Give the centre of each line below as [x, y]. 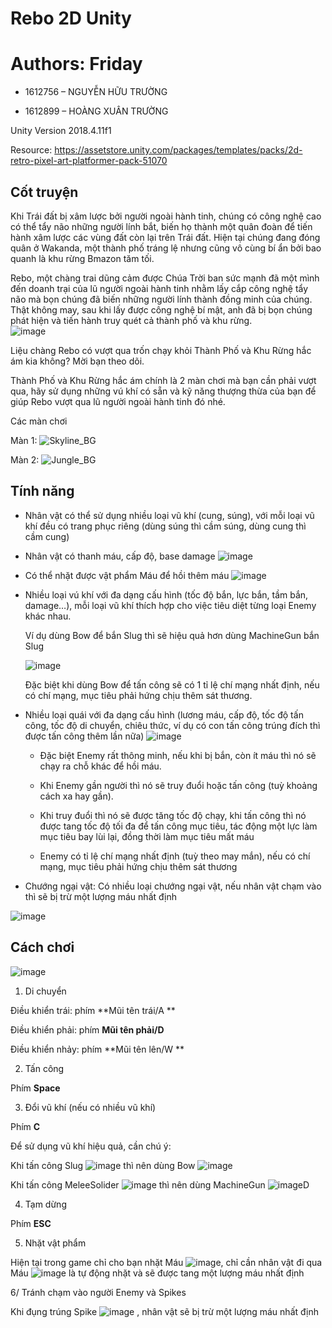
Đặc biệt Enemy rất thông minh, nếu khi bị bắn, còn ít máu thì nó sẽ [178, 755]
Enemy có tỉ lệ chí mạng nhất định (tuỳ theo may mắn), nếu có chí [175, 856]
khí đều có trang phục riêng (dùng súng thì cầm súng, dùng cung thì [165, 526]
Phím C [25, 1126]
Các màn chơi [39, 421]
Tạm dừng [45, 1204]
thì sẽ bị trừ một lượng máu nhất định [101, 896]
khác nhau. [48, 616]
